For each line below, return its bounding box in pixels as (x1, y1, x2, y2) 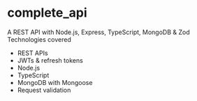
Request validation (17, 86, 71, 94)
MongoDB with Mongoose (17, 78, 93, 86)
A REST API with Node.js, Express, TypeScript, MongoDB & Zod (7, 28, 190, 36)
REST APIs (17, 49, 48, 57)
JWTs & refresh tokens (17, 56, 84, 64)
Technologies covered (7, 35, 71, 43)
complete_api (7, 5, 87, 21)
